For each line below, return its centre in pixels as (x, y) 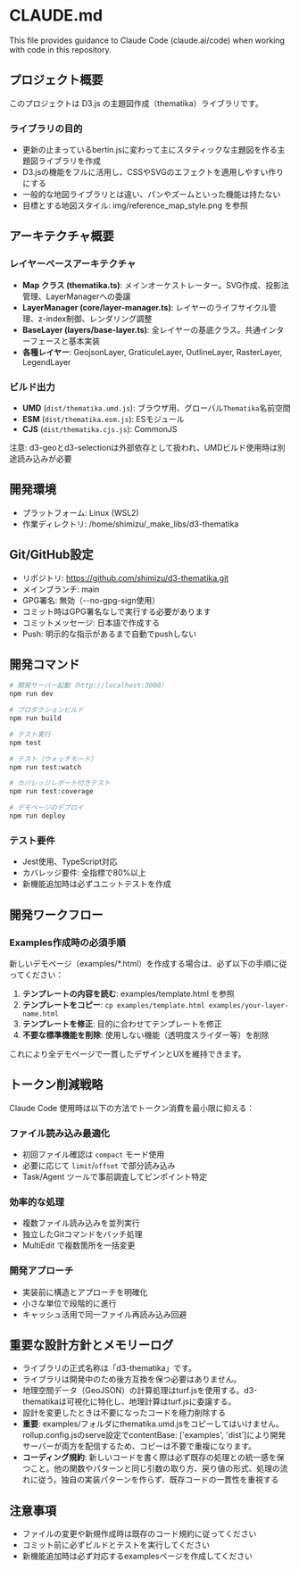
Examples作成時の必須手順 (68, 943)
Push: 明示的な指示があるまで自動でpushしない (109, 634)
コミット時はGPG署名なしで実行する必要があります (116, 611)
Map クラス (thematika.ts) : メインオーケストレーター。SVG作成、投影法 (155, 285)
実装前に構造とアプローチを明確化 (85, 1292)
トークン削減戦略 (56, 1085)
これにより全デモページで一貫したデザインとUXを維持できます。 (128, 1053)
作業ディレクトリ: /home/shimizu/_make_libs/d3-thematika (130, 524)
